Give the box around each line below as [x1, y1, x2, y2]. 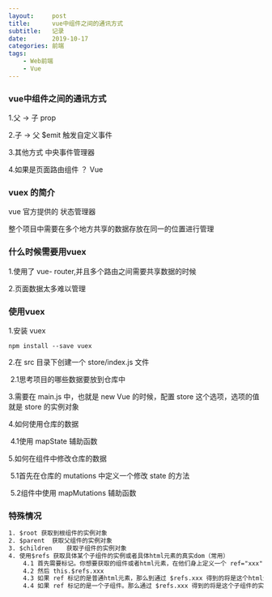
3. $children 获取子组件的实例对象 [8, 544, 127, 552]
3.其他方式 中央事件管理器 [8, 148, 96, 157]
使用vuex [8, 306, 45, 317]
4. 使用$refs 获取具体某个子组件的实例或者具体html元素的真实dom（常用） [8, 552, 229, 560]
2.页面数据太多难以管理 [8, 283, 87, 293]
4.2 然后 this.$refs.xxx [23, 567, 104, 575]
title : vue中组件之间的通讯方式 [8, 19, 124, 28]
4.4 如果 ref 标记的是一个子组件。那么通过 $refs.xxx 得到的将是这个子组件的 [23, 582, 258, 591]
